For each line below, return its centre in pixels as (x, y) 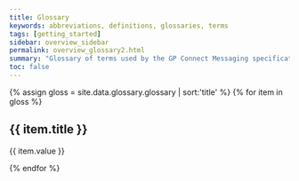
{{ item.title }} (48, 130)
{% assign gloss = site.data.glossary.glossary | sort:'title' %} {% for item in (146, 92)
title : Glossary (39, 17)
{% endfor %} (35, 168)
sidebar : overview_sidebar (59, 42)
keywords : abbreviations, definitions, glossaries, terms (119, 26)
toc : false (29, 67)
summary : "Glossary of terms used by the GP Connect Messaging (129, 59)
